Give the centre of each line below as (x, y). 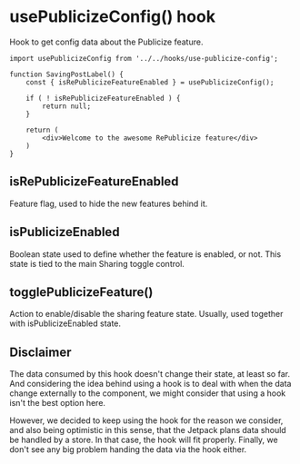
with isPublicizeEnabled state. (65, 323)
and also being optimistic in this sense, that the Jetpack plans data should (148, 430)
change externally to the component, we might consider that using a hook (148, 393)
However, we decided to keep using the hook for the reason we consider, (146, 420)
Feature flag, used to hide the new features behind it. (109, 203)
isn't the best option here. (58, 403)
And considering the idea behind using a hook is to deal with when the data (150, 384)
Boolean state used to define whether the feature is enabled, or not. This (145, 254)
